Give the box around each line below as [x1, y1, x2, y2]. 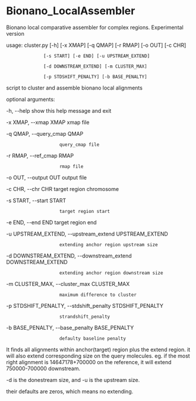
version [6, 30, 25, 37]
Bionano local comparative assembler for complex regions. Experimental [6, 24, 184, 31]
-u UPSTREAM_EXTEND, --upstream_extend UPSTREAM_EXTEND [6, 230, 168, 237]
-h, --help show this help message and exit [6, 107, 112, 114]
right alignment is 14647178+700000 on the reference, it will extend [6, 358, 172, 365]
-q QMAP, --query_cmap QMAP [6, 130, 84, 137]
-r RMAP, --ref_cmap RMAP [6, 152, 74, 159]
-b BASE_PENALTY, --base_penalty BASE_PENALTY [6, 324, 134, 331]
